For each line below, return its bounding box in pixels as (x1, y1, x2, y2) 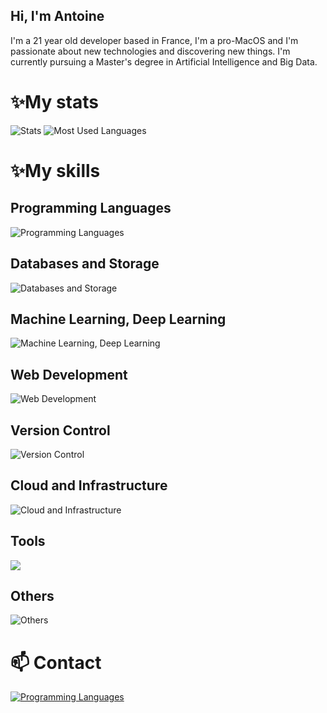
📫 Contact (10, 651, 102, 674)
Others (10, 588, 55, 605)
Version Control (10, 422, 111, 439)
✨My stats (10, 91, 99, 113)
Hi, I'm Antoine (10, 8, 105, 25)
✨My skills (10, 159, 101, 182)
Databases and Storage (10, 255, 160, 273)
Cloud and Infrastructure (10, 477, 168, 494)
